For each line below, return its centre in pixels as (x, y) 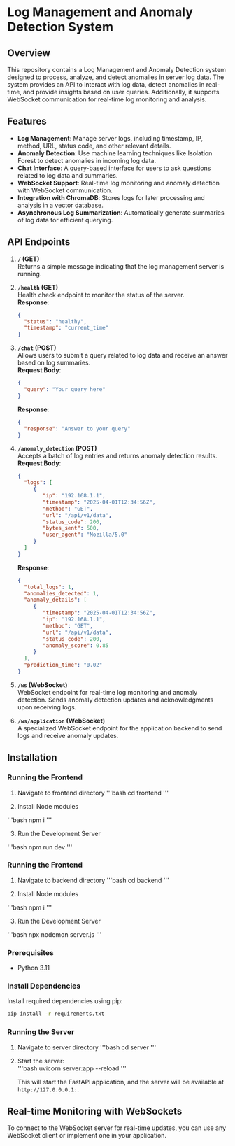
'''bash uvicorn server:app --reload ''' (72, 1068)
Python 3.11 (34, 968)
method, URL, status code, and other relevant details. (94, 146)
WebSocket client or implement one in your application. (87, 1136)
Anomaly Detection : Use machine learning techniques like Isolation (115, 153)
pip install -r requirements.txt (56, 1014)
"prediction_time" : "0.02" (63, 665)
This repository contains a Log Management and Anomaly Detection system (116, 70)
